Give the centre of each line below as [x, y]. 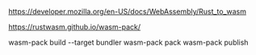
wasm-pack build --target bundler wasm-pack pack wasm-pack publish [128, 42]
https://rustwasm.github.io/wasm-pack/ [75, 27]
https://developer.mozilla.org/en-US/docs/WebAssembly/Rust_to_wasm [127, 12]
